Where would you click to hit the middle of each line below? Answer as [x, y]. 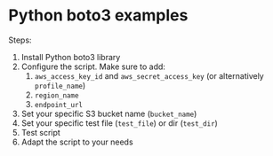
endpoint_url [59, 105]
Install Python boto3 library [71, 57]
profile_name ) [60, 85]
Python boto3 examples [98, 16]
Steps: [20, 40]
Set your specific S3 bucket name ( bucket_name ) [109, 113]
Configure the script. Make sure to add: [93, 66]
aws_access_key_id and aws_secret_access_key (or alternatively [149, 75]
